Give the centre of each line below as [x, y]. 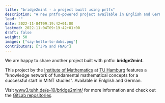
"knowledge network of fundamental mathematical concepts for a [72, 75]
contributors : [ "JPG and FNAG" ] [38, 46]
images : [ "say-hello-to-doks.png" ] [41, 42]
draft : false [18, 33]
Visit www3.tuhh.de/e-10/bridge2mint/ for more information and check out [81, 90]
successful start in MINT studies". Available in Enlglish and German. [73, 80]
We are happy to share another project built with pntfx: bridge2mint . [74, 60]
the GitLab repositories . [29, 95]
